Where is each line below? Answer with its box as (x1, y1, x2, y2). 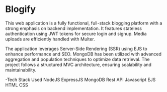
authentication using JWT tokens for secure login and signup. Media (5, 30, 147, 36)
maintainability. (5, 66, 37, 73)
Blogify (5, 3, 36, 15)
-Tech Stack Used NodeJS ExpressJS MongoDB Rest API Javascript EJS (5, 76, 156, 82)
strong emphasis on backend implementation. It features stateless (5, 25, 142, 31)
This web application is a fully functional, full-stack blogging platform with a (5, 20, 162, 26)
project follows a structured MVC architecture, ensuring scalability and (5, 61, 152, 67)
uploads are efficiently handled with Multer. (5, 36, 95, 42)
